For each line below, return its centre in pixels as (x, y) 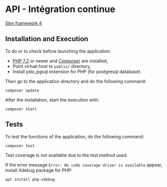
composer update (22, 90)
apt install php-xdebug (30, 179)
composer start (21, 109)
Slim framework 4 (24, 23)
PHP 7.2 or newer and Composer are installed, (60, 61)
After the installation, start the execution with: (52, 100)
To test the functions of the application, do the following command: (75, 136)
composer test (20, 146)
